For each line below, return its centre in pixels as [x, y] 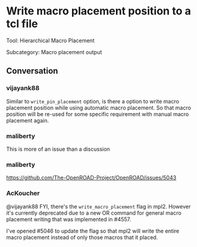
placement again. [28, 120]
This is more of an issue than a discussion [58, 149]
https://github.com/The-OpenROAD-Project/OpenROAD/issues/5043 [91, 178]
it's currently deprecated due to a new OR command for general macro [94, 213]
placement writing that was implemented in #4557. [69, 219]
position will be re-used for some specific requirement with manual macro [98, 114]
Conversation [32, 71]
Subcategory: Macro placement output [54, 52]
